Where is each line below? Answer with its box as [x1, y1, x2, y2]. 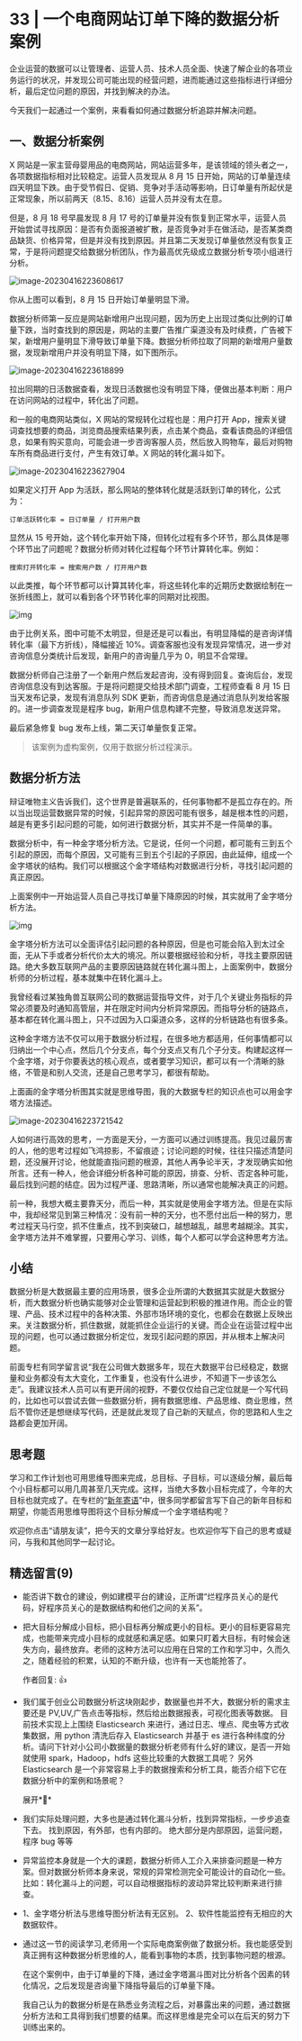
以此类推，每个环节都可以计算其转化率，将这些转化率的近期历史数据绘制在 [9, 579, 285, 591]
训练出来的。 [22, 2022, 70, 2032]
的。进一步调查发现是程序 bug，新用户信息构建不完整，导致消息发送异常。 [9, 703, 286, 713]
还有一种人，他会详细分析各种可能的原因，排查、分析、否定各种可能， [32, 1167, 293, 1178]
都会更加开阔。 [16, 1418, 73, 1429]
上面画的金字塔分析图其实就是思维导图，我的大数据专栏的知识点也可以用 [9, 1085, 277, 1096]
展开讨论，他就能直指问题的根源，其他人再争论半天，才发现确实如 [40, 1156, 285, 1167]
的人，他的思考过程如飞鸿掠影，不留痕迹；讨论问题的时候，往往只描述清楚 [9, 1145, 285, 1156]
